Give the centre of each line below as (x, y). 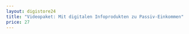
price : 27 (18, 22)
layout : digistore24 (31, 11)
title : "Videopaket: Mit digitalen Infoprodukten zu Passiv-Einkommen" (95, 17)
